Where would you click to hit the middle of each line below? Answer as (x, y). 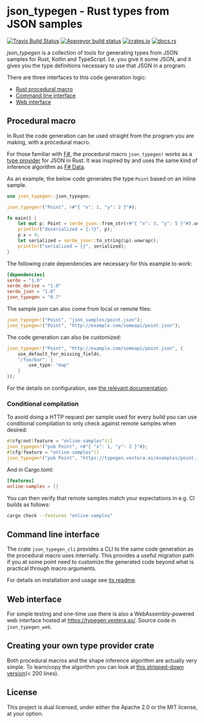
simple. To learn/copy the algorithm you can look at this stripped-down (95, 667)
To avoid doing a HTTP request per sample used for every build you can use (102, 417)
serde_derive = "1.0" (34, 286)
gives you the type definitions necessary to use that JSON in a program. (97, 66)
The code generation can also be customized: (64, 337)
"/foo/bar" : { (35, 359)
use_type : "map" (49, 365)
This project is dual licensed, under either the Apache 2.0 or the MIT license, (102, 707)
